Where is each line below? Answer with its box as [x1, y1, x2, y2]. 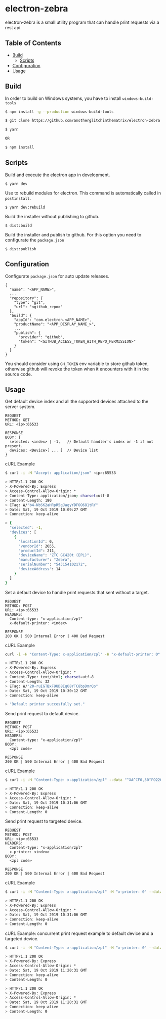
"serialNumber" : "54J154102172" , [18, 562, 87, 567]
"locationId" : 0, [18, 539, 54, 544]
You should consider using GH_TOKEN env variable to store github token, [5, 361, 149, 367]
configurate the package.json [5, 237, 64, 243]
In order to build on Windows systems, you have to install [5, 95, 122, 101]
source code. [5, 371, 32, 377]
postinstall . [5, 195, 31, 201]
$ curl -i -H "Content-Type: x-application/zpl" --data [5, 778, 123, 783]
